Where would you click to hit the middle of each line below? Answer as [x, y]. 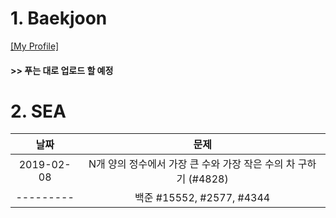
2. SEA [38, 111]
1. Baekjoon [59, 18]
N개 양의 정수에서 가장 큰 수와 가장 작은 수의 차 [192, 164]
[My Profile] [35, 46]
